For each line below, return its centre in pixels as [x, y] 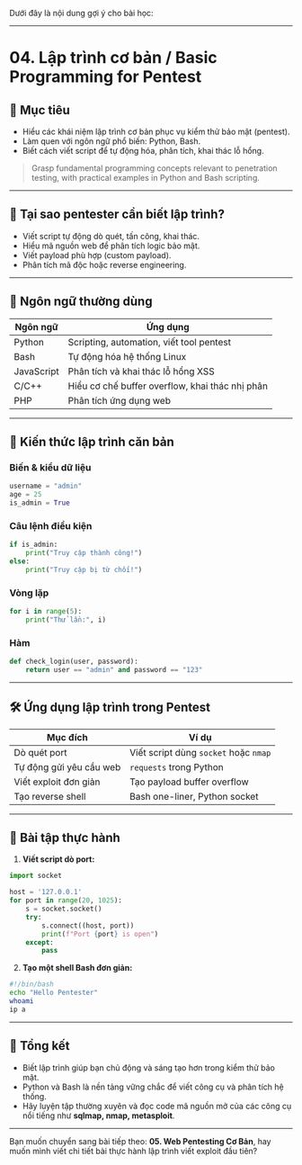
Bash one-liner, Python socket [194, 796]
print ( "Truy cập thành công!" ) [84, 553]
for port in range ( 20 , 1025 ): [66, 901]
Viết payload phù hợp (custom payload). [97, 255]
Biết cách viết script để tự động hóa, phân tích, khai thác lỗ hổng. [143, 151]
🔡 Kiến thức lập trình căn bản [92, 442]
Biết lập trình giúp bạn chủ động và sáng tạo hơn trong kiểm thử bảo [149, 1067]
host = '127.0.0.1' [46, 892]
